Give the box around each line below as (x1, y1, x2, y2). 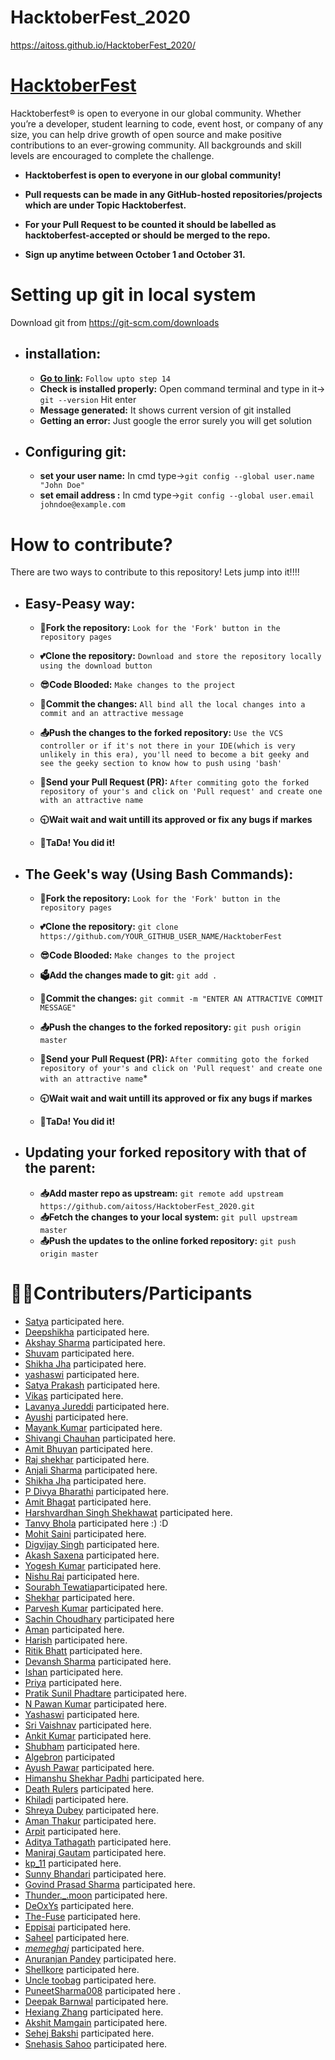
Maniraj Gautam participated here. (24, 1846, 167, 1858)
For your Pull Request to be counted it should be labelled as (24, 218, 277, 230)
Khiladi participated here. (24, 1793, 129, 1805)
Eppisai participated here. (24, 1921, 132, 1933)
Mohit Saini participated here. (24, 1527, 147, 1540)
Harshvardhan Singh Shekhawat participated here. (24, 1506, 233, 1518)
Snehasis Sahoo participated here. (24, 2037, 168, 2050)
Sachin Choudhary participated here (24, 1612, 175, 1625)
